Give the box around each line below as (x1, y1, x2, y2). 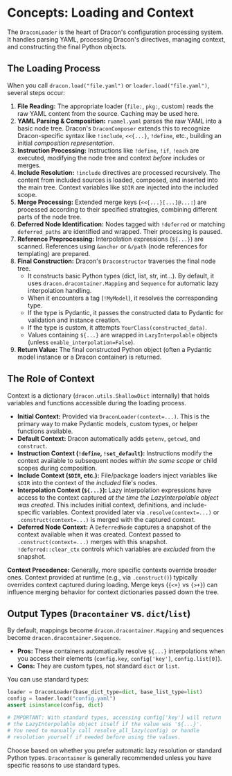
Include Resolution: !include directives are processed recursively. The (17, 168, 221, 176)
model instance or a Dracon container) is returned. (17, 353, 162, 361)
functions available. (17, 427, 73, 435)
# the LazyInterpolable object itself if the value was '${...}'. (7, 720, 203, 727)
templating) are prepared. (17, 249, 91, 258)
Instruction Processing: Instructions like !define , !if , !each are (17, 146, 199, 154)
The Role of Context (7, 373, 95, 385)
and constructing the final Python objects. (7, 42, 127, 51)
